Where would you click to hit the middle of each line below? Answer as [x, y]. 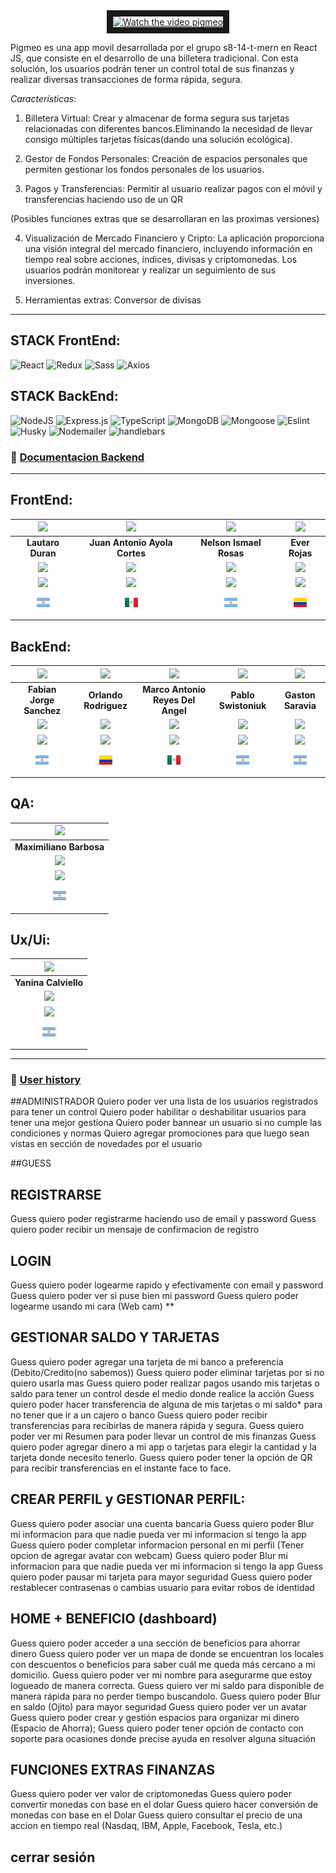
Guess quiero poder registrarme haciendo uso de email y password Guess [163, 1219]
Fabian [42, 690]
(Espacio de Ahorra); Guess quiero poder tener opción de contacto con [157, 1728]
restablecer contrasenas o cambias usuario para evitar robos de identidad [162, 1587]
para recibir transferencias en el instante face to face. [121, 1468]
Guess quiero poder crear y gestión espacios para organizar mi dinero [155, 1717]
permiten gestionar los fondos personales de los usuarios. [144, 169]
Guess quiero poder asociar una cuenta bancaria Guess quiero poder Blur [162, 1523]
